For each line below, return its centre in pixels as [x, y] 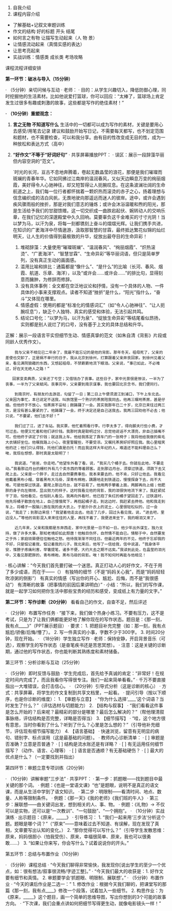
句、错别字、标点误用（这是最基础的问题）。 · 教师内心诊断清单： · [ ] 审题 [83, 737]
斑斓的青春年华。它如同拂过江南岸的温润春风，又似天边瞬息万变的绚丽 [87, 178]
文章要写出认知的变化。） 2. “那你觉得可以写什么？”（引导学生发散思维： [90, 830]
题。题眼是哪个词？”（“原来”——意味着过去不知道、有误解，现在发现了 [80, 824]
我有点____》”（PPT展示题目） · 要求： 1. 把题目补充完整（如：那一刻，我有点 [86, 626]
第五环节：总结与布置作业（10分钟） [44, 854]
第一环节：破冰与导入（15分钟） [39, 79]
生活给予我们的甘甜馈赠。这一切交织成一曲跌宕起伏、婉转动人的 [84, 211]
